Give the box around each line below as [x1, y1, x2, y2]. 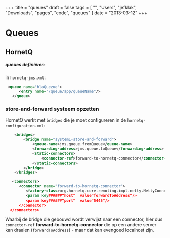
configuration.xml [5, 124, 44, 129]
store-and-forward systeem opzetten [5, 106, 99, 113]
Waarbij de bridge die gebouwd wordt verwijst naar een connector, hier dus [5, 216, 163, 222]
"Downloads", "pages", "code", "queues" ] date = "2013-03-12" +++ [5, 10, 148, 16]
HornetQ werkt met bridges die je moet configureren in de [5, 117, 126, 123]
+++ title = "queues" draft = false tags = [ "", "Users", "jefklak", [5, 5, 137, 10]
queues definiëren [5, 62, 45, 68]
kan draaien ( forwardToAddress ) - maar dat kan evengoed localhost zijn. [5, 227, 154, 233]
